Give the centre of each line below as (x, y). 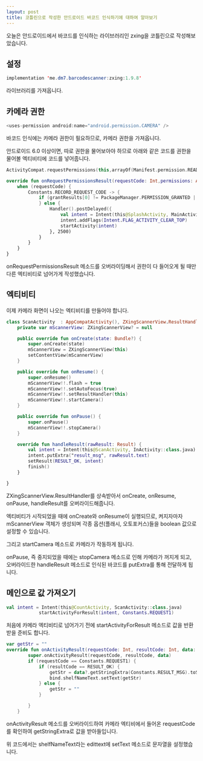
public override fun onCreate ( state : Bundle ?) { (79, 338)
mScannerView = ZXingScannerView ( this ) (78, 350)
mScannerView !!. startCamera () (66, 400)
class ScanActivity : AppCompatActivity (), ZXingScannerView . (88, 322)
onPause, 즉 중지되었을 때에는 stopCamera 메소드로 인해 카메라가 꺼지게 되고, (99, 557)
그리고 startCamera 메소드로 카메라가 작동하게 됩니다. (70, 544)
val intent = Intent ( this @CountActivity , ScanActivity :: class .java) (94, 607)
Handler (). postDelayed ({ (81, 209)
